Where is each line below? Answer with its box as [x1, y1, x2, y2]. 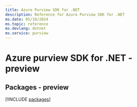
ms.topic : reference [5, 21, 49, 27]
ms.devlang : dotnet [5, 26, 46, 31]
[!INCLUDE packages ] [5, 96, 51, 102]
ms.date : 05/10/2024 [5, 17, 49, 22]
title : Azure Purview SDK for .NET [5, 7, 80, 13]
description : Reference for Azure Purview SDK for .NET [5, 12, 125, 17]
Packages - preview [5, 83, 69, 91]
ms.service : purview [5, 31, 49, 36]
